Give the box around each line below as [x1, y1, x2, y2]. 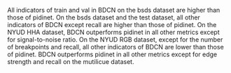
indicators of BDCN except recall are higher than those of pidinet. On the [7, 21, 217, 29]
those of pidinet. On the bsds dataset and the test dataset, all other [7, 13, 201, 22]
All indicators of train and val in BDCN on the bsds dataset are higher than [7, 6, 220, 14]
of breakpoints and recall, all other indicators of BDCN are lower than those [7, 43, 224, 51]
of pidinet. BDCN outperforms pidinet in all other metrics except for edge [7, 50, 218, 58]
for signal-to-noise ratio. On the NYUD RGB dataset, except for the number [7, 35, 223, 44]
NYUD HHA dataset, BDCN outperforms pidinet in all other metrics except [7, 28, 220, 36]
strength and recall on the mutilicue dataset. [7, 58, 134, 65]
